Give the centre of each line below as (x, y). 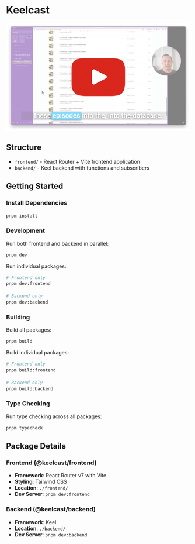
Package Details (36, 446)
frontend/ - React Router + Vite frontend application (77, 161)
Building (18, 317)
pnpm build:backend (30, 389)
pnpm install (22, 216)
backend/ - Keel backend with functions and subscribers (82, 168)
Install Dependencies (37, 203)
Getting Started (35, 186)
